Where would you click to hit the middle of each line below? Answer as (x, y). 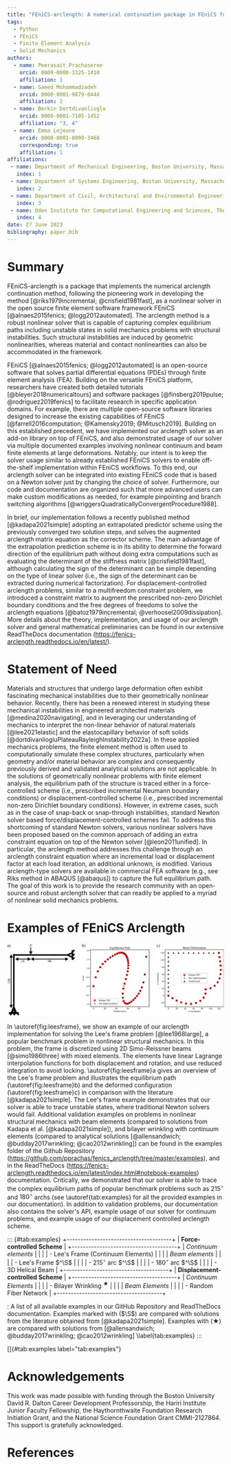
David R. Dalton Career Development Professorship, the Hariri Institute (107, 1403)
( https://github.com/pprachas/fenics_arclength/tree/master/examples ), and (113, 1158)
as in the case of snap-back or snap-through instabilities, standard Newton (113, 812)
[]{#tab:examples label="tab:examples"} (64, 1348)
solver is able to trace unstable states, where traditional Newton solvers (108, 1107)
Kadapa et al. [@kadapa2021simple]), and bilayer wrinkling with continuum (113, 1129)
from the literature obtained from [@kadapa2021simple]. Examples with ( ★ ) (114, 1321)
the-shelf (20, 467)
